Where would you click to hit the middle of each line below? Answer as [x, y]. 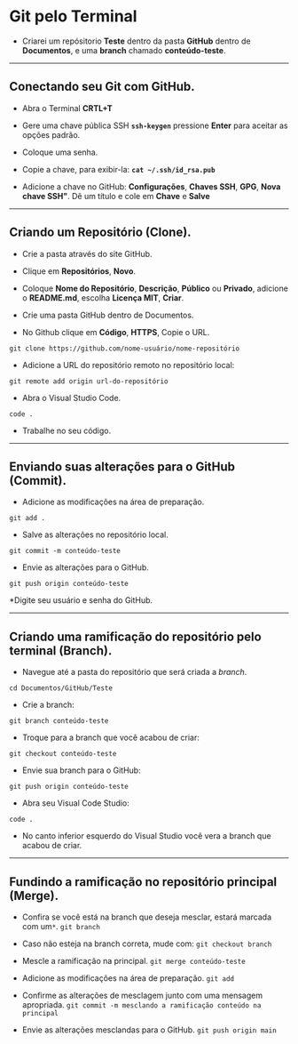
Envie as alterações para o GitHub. [85, 567]
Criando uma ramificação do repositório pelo [135, 636]
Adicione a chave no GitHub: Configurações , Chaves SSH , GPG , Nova [151, 186]
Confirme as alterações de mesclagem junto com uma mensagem [142, 995]
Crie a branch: [48, 705]
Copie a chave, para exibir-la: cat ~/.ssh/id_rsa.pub [118, 169]
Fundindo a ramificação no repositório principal [143, 882]
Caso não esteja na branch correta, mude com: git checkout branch [147, 944]
